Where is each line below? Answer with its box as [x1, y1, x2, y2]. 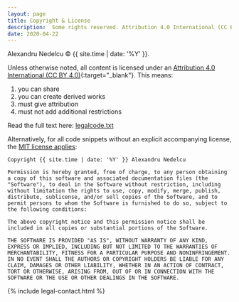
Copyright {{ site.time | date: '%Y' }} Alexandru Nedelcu [7, 156, 186, 163]
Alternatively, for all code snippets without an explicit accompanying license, [7, 135, 232, 144]
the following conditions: [7, 206, 87, 213]
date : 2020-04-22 [7, 30, 59, 38]
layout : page [7, 10, 46, 18]
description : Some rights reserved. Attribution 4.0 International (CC [7, 23, 228, 31]
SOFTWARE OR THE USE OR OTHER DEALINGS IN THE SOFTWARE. [7, 274, 180, 281]
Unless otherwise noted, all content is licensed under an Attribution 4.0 [7, 63, 216, 72]
